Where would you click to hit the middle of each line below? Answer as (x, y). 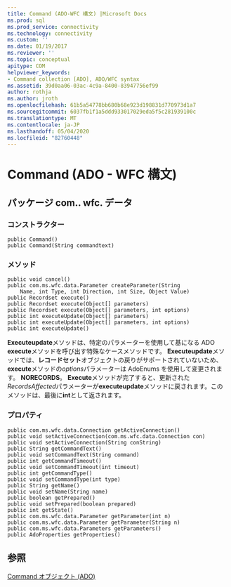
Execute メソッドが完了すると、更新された (129, 378)
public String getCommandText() (54, 449)
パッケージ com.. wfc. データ (70, 203)
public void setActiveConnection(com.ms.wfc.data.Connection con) (106, 436)
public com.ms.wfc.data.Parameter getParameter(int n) (89, 516)
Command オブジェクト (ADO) (52, 576)
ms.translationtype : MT (42, 118)
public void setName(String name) (58, 492)
